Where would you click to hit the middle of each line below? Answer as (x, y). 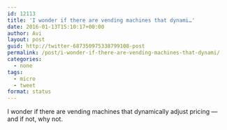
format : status (29, 92)
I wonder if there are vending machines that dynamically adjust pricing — (112, 112)
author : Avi (24, 33)
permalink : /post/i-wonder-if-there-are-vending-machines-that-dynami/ (113, 53)
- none (23, 66)
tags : (15, 72)
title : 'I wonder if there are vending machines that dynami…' (101, 20)
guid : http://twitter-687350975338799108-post (76, 46)
